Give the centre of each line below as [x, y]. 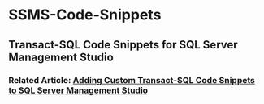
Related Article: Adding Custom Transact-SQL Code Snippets [132, 80]
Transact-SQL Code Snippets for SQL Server [123, 45]
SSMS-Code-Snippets [85, 15]
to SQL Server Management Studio [78, 90]
